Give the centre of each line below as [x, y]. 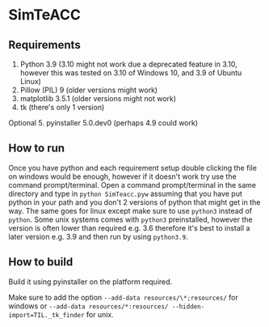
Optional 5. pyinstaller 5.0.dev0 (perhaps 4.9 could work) [103, 123]
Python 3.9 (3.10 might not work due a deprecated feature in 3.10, [129, 64]
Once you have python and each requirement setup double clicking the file [132, 168]
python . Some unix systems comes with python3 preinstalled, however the [130, 219]
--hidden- [188, 306]
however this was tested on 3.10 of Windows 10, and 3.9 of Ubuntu [131, 73]
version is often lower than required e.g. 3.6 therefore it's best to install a [129, 227]
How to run [37, 149]
